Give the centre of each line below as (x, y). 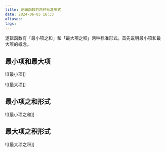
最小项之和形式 (28, 102)
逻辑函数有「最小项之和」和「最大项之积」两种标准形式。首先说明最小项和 (81, 38)
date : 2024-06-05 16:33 (30, 14)
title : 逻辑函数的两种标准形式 (33, 10)
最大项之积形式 (28, 132)
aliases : (14, 19)
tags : (11, 23)
